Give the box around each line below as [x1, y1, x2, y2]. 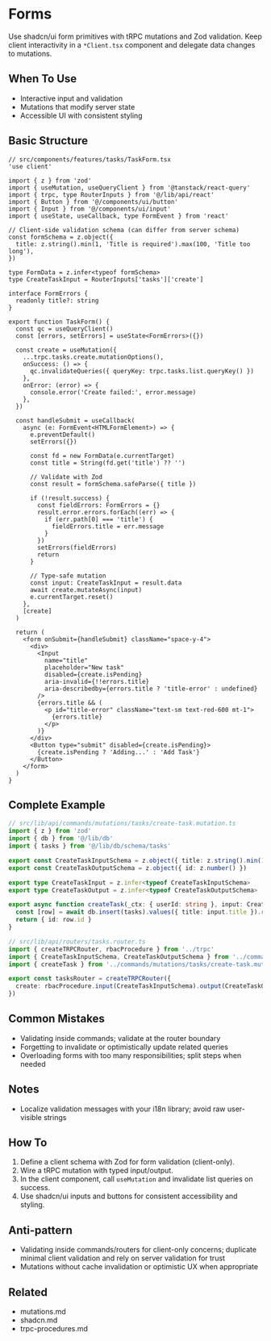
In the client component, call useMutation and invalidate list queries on [19, 1174, 253, 1184]
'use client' [8, 162, 52, 170]
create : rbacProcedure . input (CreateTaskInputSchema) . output [15, 982, 222, 990]
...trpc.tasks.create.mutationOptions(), [23, 352, 164, 361]
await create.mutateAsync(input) [29, 585, 143, 593]
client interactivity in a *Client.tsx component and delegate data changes [8, 40, 256, 49]
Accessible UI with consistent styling [19, 110, 143, 120]
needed [19, 1059, 46, 1068]
